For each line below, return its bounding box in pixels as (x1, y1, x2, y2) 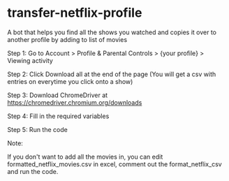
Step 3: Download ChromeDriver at (7, 91, 108, 99)
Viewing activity (7, 56, 54, 64)
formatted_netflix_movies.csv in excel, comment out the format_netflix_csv (7, 159, 222, 168)
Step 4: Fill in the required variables (7, 112, 110, 120)
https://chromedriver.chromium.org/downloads (7, 98, 142, 106)
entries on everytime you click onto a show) (7, 77, 133, 85)
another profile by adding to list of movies (7, 35, 128, 43)
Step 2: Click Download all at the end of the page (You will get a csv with (7, 70, 216, 78)
